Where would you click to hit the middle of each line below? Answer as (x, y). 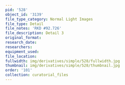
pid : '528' (17, 10)
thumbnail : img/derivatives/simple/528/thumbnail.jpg (63, 65)
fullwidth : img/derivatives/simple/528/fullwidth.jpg (63, 61)
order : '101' (19, 70)
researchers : (19, 47)
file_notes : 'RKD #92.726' (33, 28)
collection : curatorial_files (37, 75)
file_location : (21, 56)
